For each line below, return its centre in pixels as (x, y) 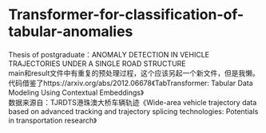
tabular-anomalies (71, 31)
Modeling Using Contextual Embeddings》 (76, 92)
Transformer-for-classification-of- (126, 15)
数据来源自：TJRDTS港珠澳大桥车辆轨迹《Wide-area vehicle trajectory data (133, 102)
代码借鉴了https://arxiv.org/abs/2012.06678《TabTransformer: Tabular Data (131, 83)
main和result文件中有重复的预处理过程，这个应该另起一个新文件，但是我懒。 (134, 72)
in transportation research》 (53, 120)
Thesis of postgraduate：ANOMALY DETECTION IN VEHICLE (109, 54)
